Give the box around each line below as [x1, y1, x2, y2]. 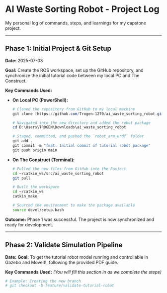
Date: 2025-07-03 [5, 57, 43, 63]
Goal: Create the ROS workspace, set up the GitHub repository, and [5, 67, 144, 73]
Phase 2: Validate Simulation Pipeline [5, 241, 123, 249]
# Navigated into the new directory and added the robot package [12, 120, 151, 125]
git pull [12, 176, 31, 181]
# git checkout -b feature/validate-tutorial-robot [5, 283, 114, 288]
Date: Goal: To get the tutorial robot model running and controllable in [5, 254, 148, 260]
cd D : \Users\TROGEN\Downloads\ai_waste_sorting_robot [12, 125, 126, 130]
